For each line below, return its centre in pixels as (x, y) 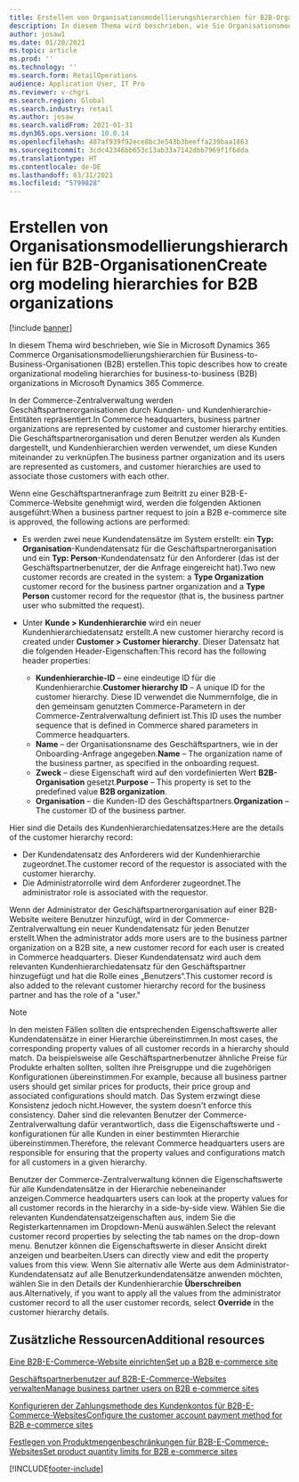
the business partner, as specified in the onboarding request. (147, 763)
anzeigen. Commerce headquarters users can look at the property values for (149, 1198)
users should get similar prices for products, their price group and (130, 1087)
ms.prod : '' (31, 59)
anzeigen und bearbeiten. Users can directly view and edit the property (139, 1256)
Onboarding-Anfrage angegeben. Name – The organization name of (159, 753)
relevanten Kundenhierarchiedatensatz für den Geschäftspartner (128, 967)
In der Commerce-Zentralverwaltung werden (91, 400)
